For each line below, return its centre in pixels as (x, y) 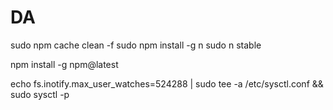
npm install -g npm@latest (64, 64)
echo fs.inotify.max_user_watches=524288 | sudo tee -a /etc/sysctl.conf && (167, 83)
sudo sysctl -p (40, 94)
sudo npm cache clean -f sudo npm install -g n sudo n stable (136, 45)
